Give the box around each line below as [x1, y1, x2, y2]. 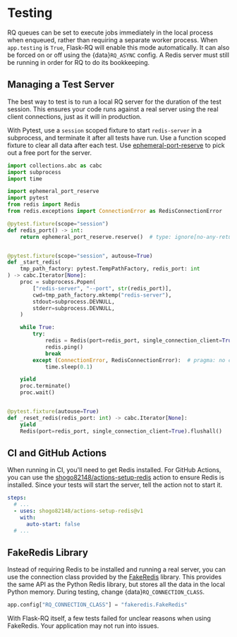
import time [7, 175, 42, 183]
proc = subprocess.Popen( [20, 278, 97, 285]
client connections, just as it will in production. [7, 112, 142, 120]
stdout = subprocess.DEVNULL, [32, 298, 115, 305]
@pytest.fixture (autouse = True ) [7, 408, 99, 415]
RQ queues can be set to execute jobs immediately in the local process [7, 28, 214, 37]
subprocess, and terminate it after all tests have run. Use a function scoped [7, 133, 226, 142]
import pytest [7, 194, 49, 202]
